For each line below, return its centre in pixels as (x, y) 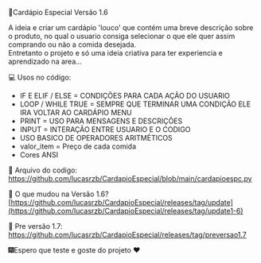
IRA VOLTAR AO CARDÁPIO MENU (76, 112)
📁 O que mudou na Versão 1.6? (58, 194)
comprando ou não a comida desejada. (72, 44)
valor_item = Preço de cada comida (78, 146)
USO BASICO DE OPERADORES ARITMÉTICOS (96, 138)
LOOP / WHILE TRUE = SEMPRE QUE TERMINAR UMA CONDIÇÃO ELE (135, 104)
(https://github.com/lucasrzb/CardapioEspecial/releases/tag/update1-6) (126, 211)
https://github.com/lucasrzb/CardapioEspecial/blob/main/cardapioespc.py (130, 178)
